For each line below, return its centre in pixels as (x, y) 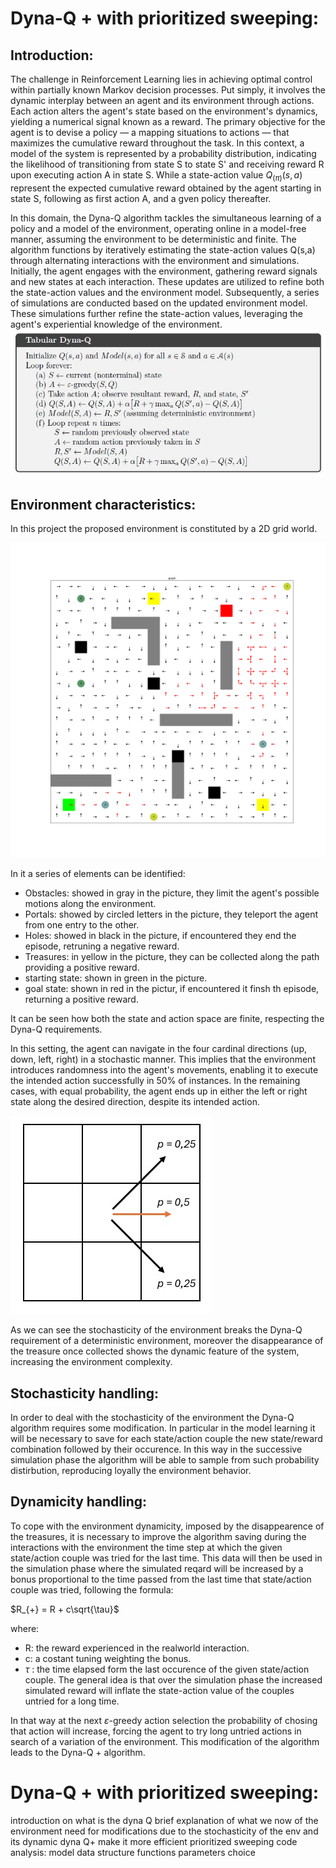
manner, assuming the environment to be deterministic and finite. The (153, 239)
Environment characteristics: (103, 504)
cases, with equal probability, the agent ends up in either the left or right (159, 1091)
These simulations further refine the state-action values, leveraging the (156, 313)
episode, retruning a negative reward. (102, 946)
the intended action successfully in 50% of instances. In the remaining (155, 1081)
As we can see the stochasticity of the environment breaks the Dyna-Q (156, 1330)
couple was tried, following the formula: (92, 1589)
